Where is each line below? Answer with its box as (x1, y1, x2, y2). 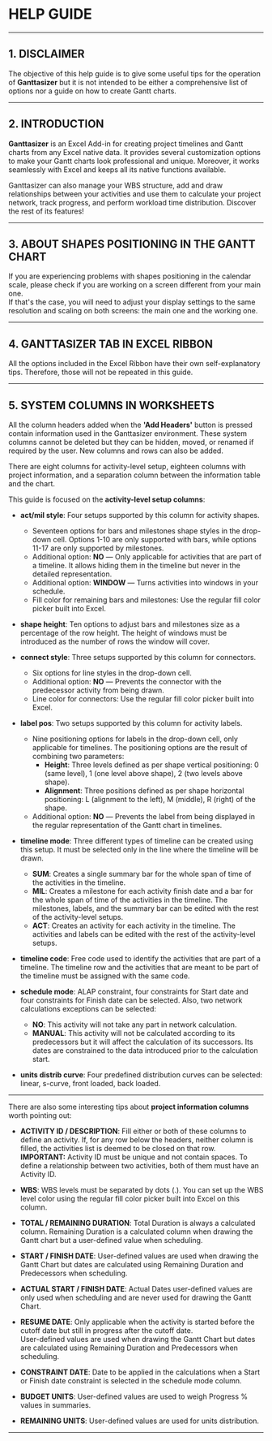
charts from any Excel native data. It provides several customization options (8, 147, 261, 157)
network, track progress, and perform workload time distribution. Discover (8, 197, 257, 207)
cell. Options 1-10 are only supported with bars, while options (52, 535, 257, 544)
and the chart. (8, 479, 55, 488)
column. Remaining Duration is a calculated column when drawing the (19, 1227, 253, 1236)
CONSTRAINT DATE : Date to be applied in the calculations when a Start (19, 1367, 261, 1377)
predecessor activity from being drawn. (32, 685, 164, 695)
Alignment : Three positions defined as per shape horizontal (44, 786, 244, 796)
